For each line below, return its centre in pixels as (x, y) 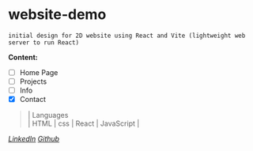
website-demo (57, 15)
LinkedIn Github (34, 139)
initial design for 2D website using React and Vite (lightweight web (127, 36)
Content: (23, 57)
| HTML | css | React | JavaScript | (83, 123)
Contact (32, 100)
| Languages (48, 115)
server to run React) (44, 42)
